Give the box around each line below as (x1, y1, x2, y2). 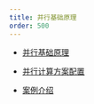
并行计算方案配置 (21, 66, 85, 76)
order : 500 (9, 21, 50, 30)
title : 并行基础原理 (9, 12, 77, 22)
